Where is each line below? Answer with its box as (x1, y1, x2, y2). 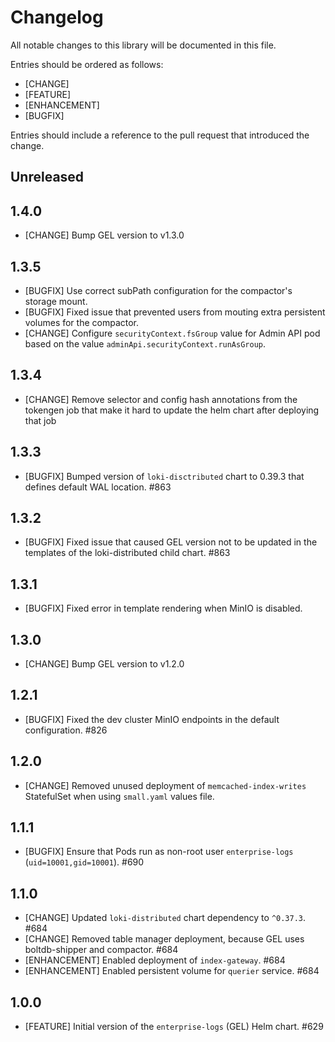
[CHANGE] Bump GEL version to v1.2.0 (24, 658, 185, 670)
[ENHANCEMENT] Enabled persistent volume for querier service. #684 (24, 965, 320, 977)
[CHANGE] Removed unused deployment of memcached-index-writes (24, 779, 307, 791)
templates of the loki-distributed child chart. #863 (24, 547, 231, 559)
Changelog (10, 6, 104, 29)
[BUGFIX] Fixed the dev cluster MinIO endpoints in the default (24, 713, 280, 725)
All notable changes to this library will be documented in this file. (10, 39, 277, 51)
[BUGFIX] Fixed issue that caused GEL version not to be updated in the (24, 536, 318, 548)
